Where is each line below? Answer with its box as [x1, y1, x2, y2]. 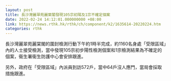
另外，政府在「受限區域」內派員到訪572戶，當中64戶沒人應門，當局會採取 [5, 64, 162, 70]
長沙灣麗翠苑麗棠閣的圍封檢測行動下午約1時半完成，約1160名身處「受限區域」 [5, 41, 166, 47]
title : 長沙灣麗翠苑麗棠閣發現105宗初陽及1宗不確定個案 [5, 12, 111, 17]
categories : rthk [5, 26, 42, 31]
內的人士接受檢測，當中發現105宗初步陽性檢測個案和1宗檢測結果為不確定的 [5, 47, 162, 53]
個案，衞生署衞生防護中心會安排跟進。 [5, 54, 86, 60]
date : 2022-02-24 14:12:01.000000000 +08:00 [5, 17, 102, 22]
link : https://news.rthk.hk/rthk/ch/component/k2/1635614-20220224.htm [5, 21, 161, 27]
